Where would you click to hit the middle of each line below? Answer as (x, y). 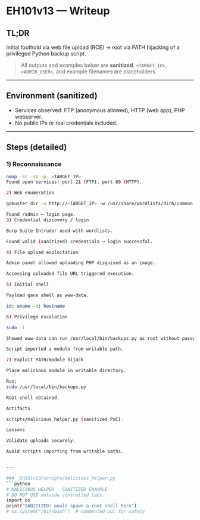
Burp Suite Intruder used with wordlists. (60, 231)
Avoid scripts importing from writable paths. (65, 451)
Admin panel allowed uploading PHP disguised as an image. (81, 263)
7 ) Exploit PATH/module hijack (45, 360)
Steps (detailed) (37, 147)
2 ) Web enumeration (30, 193)
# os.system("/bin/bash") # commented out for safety (76, 512)
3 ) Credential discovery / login (48, 220)
